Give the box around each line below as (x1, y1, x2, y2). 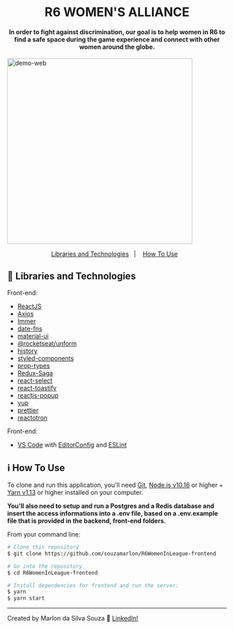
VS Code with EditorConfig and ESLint (17, 441, 127, 449)
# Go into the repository (7, 563, 82, 570)
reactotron (17, 414, 48, 422)
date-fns (17, 324, 43, 333)
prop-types (17, 361, 50, 370)
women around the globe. (79, 43, 155, 51)
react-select (17, 377, 53, 385)
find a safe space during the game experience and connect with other (14, 35, 220, 43)
